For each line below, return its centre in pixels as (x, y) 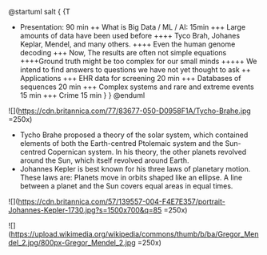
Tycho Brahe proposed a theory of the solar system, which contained (134, 135)
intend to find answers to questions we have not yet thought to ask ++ (135, 70)
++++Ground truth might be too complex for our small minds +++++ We (138, 61)
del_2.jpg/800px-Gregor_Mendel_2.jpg (72, 243)
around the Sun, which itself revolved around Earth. (104, 160)
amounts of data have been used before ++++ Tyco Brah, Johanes (130, 36)
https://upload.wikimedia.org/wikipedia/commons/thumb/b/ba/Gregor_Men (135, 234)
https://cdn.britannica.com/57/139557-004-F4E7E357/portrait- (122, 201)
